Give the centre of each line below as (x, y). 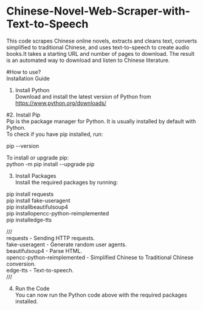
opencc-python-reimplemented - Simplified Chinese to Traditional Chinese (100, 257)
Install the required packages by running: (67, 182)
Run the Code (32, 288)
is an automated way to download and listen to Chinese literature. (88, 60)
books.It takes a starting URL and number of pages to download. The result (101, 53)
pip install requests (30, 194)
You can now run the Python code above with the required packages (101, 295)
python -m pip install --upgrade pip (50, 164)
